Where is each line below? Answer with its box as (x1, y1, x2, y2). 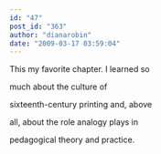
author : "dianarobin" (9, 30, 92, 39)
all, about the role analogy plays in (9, 117, 139, 128)
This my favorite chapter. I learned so (9, 64, 150, 75)
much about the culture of (9, 81, 108, 92)
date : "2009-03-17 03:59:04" (9, 38, 121, 48)
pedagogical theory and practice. (9, 134, 135, 146)
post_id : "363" (9, 22, 68, 31)
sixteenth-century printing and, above (9, 99, 153, 110)
